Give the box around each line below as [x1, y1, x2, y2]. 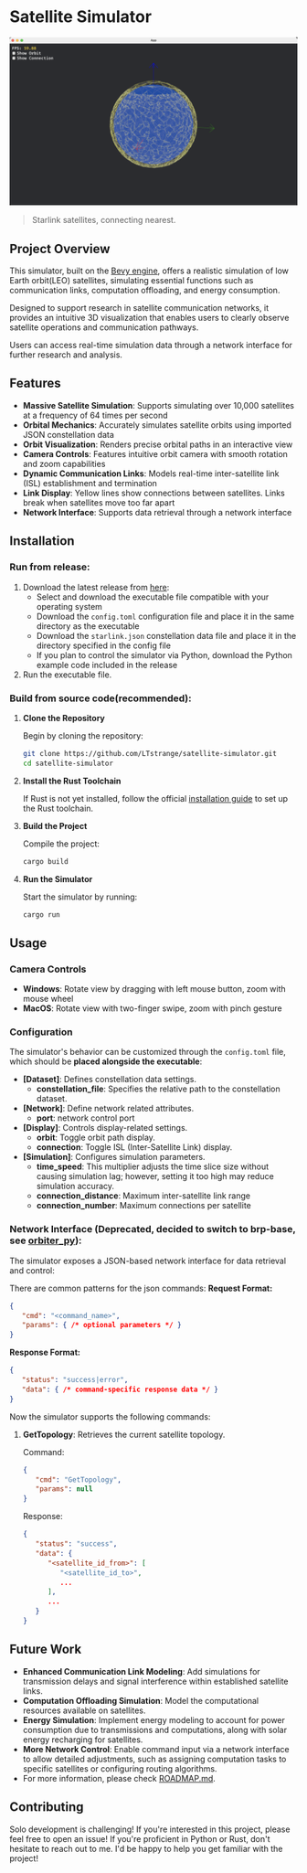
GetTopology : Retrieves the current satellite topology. [22, 1429, 226, 1440]
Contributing [9, 1799, 84, 1815]
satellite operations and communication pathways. [9, 322, 199, 333]
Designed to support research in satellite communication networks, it [9, 303, 270, 314]
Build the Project [22, 820, 88, 831]
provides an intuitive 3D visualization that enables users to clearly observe [9, 313, 290, 324]
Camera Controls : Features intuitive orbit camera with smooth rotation [22, 448, 288, 459]
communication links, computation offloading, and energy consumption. [9, 285, 281, 296]
